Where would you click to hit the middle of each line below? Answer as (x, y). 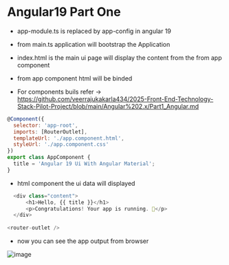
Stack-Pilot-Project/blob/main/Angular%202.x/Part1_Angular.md (108, 106)
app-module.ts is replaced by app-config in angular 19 (94, 31)
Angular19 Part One (64, 12)
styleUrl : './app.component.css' (61, 145)
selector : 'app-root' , (46, 125)
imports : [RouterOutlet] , (51, 131)
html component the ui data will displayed (76, 183)
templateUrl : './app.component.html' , (69, 138)
